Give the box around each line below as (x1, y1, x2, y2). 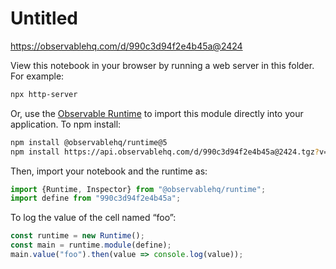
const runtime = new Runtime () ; (10, 231, 145, 241)
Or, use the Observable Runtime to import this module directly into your (10, 107, 304, 119)
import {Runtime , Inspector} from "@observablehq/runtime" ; (10, 184, 267, 194)
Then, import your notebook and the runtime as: (10, 165, 208, 177)
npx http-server (10, 89, 78, 99)
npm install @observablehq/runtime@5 (10, 137, 168, 147)
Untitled (10, 7, 79, 30)
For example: (10, 70, 65, 82)
